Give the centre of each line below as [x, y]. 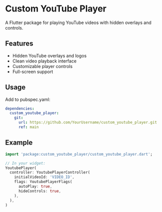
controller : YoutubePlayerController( [50, 172]
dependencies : [20, 108]
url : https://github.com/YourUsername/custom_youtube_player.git [87, 122]
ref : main [28, 127]
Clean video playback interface [44, 61]
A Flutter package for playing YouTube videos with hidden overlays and [78, 22]
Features [19, 44]
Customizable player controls [42, 66]
